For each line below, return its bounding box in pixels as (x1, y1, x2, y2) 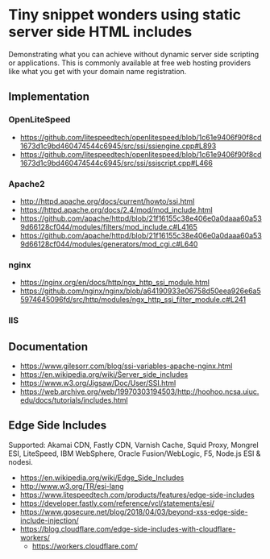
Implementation (8, 90, 90, 104)
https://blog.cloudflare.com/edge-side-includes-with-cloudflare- (19, 524, 236, 533)
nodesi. (8, 457, 34, 466)
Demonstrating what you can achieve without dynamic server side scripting (8, 49, 260, 59)
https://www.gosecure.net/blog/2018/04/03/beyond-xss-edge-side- (19, 507, 248, 516)
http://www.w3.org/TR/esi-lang (19, 481, 124, 491)
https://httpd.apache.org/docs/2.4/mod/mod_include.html (19, 205, 213, 214)
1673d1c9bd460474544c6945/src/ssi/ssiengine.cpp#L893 (19, 141, 217, 151)
